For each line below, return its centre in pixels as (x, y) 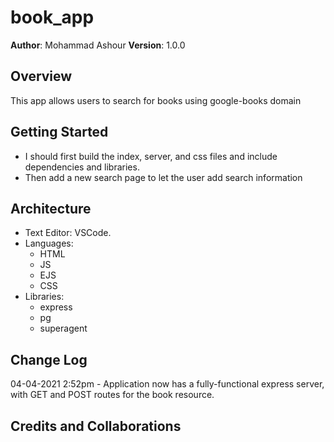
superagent (63, 328)
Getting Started (59, 132)
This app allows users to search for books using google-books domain (156, 100)
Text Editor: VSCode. (68, 233)
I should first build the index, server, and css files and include (151, 156)
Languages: (49, 243)
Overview (41, 76)
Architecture (51, 208)
